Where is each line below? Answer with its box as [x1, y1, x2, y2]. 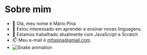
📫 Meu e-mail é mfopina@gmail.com [12, 37, 91, 43]
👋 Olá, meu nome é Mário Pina [12, 20, 76, 26]
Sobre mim [5, 4, 51, 15]
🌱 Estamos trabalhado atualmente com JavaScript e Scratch [12, 31, 138, 37]
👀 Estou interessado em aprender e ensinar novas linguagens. [12, 25, 142, 32]
